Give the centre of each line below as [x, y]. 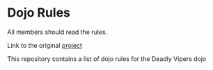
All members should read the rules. [57, 32]
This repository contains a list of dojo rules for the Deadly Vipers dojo [107, 59]
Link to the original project [45, 45]
